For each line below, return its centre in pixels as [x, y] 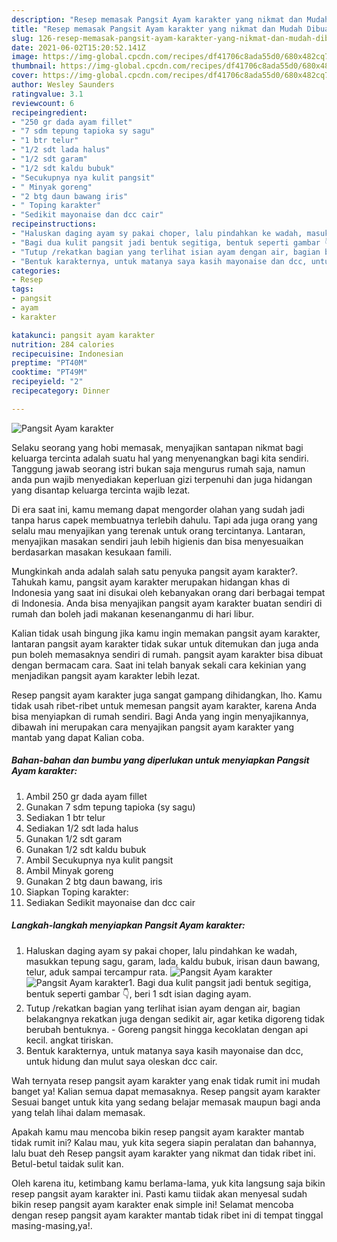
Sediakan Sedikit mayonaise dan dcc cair [110, 902]
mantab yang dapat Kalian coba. [78, 737]
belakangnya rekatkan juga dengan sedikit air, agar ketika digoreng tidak [175, 1018]
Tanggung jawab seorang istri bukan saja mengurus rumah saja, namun [158, 468]
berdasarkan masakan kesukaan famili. [91, 552]
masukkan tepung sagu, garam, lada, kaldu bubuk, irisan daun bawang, [173, 961]
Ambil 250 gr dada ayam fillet [86, 796]
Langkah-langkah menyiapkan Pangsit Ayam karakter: [128, 925]
